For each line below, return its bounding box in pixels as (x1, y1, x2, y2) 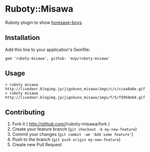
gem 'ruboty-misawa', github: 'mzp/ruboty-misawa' (5, 56, 110, 61)
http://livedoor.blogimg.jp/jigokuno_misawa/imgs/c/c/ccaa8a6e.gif (5, 86, 146, 91)
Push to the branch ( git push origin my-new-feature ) (12, 136, 121, 142)
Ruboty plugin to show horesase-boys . (5, 19, 83, 25)
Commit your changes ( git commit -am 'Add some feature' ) (12, 132, 133, 137)
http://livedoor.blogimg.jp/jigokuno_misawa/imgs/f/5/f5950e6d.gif (5, 95, 146, 100)
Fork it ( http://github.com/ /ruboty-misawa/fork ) (12, 121, 110, 127)
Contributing (5, 108, 45, 116)
